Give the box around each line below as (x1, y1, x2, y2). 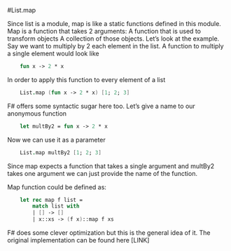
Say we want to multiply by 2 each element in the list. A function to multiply (7, 42, 224, 50)
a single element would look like (7, 49, 99, 57)
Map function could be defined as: (7, 182, 107, 191)
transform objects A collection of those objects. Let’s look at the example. (7, 34, 220, 43)
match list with (32, 203, 80, 210)
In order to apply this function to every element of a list (7, 75, 166, 83)
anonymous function (7, 109, 67, 118)
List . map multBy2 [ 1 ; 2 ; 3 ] (20, 149, 101, 156)
